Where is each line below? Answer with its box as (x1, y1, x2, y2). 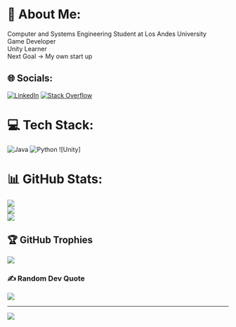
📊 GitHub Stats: (7, 171, 103, 187)
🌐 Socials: (7, 72, 53, 84)
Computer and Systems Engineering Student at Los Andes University (7, 30, 207, 38)
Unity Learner (7, 44, 48, 53)
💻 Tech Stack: (7, 117, 94, 133)
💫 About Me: (7, 6, 81, 23)
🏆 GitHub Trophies (7, 234, 93, 246)
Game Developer (7, 37, 56, 45)
